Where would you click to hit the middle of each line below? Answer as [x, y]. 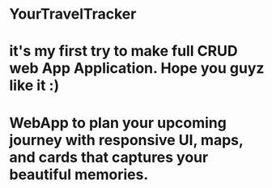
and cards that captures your [109, 157]
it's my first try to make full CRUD [123, 51]
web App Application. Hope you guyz [137, 68]
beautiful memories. [79, 174]
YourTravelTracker [73, 14]
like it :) [34, 85]
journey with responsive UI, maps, [126, 140]
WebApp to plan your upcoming [118, 123]
